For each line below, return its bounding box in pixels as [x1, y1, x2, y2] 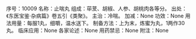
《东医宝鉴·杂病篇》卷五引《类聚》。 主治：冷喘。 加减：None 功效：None [6, 12, 184, 19]
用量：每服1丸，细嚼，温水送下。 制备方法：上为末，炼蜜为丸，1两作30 [11, 20, 185, 26]
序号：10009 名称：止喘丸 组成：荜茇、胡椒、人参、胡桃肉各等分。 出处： [6, 5, 187, 12]
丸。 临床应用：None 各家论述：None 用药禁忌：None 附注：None [6, 27, 169, 34]
